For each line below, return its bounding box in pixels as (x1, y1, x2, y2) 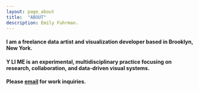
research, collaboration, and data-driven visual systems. (6, 64, 150, 71)
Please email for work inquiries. (6, 78, 86, 85)
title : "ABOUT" (6, 14, 46, 20)
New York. (6, 44, 33, 51)
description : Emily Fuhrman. (6, 20, 79, 26)
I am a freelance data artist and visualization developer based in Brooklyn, (6, 38, 194, 45)
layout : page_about (6, 8, 55, 15)
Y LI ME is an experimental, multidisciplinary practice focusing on (6, 58, 172, 65)
